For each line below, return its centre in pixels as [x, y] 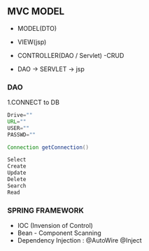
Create [17, 166]
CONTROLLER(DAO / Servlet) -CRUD [71, 55]
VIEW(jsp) [32, 42]
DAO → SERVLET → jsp [51, 69]
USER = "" [19, 128]
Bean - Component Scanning [59, 233]
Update [17, 173]
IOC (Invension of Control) [55, 226]
